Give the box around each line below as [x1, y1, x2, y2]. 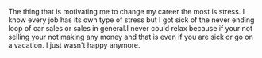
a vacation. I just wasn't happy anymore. [8, 41, 141, 50]
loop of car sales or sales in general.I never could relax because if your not [8, 24, 252, 33]
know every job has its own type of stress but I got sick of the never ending [8, 15, 255, 25]
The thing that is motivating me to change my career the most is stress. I [8, 7, 245, 16]
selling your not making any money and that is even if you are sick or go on [8, 32, 254, 41]
